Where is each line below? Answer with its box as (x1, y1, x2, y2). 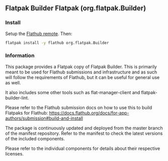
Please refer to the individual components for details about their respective (5, 145, 160, 151)
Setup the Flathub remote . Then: (5, 30, 72, 37)
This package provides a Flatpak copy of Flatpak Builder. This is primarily (5, 63, 157, 69)
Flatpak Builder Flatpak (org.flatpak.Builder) (5, 4, 146, 13)
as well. (5, 79, 21, 86)
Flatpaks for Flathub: (5, 110, 48, 116)
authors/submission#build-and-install (5, 115, 83, 121)
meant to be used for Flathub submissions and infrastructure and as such (5, 69, 157, 75)
